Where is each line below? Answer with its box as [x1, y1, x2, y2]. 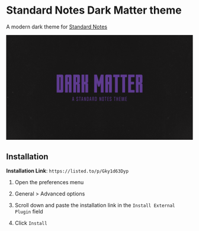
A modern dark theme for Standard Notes [6, 23, 108, 30]
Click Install [14, 220, 47, 227]
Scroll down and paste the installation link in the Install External [14, 202, 175, 209]
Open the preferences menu [14, 179, 84, 186]
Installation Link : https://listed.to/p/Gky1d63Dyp [6, 167, 129, 175]
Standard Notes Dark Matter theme [6, 4, 182, 17]
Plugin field [14, 208, 43, 215]
